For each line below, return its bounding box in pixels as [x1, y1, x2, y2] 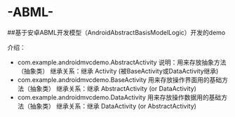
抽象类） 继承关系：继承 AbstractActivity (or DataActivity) [29, 84, 196, 92]
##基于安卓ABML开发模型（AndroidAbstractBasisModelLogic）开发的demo [7, 28, 226, 36]
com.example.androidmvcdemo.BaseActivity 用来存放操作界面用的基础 [17, 75, 222, 84]
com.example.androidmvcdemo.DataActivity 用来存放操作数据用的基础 [17, 92, 222, 102]
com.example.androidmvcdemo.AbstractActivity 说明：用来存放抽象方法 [17, 57, 227, 67]
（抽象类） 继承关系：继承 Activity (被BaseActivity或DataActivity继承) [17, 67, 219, 75]
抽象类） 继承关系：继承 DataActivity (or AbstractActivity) [29, 102, 196, 110]
